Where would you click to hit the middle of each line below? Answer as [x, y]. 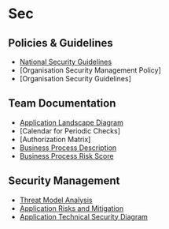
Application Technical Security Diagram [83, 216]
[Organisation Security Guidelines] [75, 79]
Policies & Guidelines [61, 43]
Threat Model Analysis [56, 200]
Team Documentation [62, 103]
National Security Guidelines [66, 62]
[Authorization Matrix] [55, 139]
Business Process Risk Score [66, 156]
